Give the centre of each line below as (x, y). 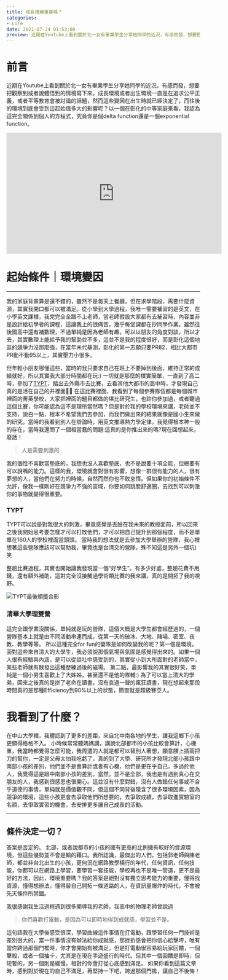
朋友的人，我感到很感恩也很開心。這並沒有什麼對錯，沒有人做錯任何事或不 (100, 782)
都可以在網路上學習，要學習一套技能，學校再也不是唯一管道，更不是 (108, 871)
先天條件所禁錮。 (28, 893)
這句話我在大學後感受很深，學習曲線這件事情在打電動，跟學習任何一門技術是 (103, 933)
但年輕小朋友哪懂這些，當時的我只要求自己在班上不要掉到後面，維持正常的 (100, 368)
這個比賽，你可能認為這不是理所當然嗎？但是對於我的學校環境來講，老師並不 (103, 406)
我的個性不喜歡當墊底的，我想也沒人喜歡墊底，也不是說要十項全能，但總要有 (103, 463)
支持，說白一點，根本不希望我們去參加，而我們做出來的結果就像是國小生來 (100, 414)
